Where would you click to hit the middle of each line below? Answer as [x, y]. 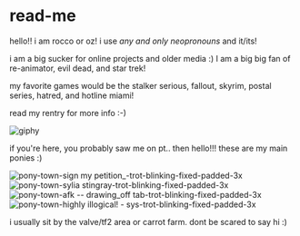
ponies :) [26, 157]
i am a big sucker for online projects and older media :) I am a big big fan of [150, 58]
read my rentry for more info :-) [68, 113]
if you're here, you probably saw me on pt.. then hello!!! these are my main [149, 148]
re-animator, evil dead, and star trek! [78, 68]
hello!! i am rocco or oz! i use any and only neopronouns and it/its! [133, 41]
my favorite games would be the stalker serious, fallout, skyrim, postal [140, 85]
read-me [43, 16]
